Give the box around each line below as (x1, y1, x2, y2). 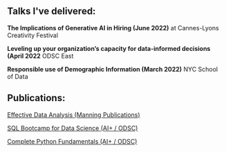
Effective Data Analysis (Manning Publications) (7, 110, 140, 119)
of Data (7, 72, 28, 80)
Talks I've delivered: (7, 6, 96, 17)
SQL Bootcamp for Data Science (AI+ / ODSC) (7, 124, 138, 132)
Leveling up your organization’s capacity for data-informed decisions (7, 44, 211, 52)
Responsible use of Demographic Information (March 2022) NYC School (7, 65, 218, 73)
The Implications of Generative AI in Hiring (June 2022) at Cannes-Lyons (7, 23, 219, 32)
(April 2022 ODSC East (7, 52, 74, 60)
